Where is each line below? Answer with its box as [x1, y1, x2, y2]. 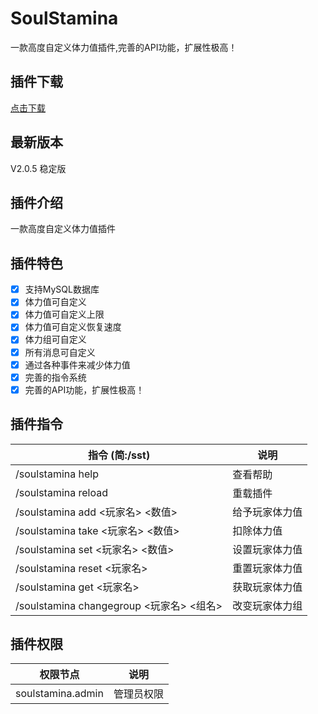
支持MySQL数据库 [24, 283, 100, 296]
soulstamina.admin [15, 687, 104, 701]
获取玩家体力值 [232, 580, 303, 594]
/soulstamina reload [15, 485, 108, 499]
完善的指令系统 [24, 371, 87, 383]
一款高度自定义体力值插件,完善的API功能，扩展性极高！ [10, 41, 238, 53]
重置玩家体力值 [232, 561, 303, 575]
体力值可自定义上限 [24, 308, 105, 321]
